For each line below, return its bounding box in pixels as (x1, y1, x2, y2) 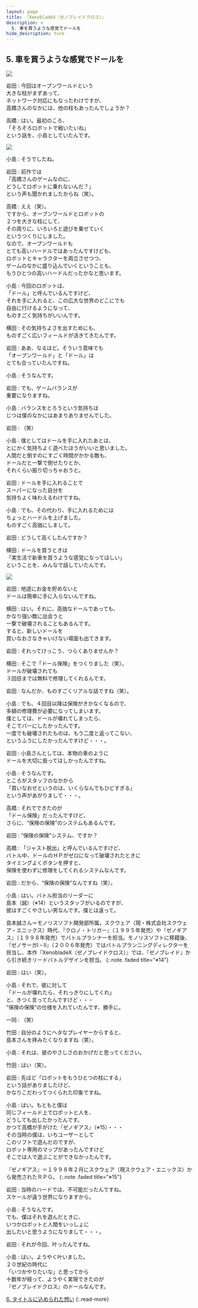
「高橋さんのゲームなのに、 (6, 175, 74, 183)
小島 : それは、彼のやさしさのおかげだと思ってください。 (6, 1048, 145, 1056)
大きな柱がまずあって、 (6, 89, 63, 97)
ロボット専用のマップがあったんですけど (6, 1146, 105, 1153)
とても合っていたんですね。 (6, 359, 73, 366)
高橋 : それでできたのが (6, 804, 63, 811)
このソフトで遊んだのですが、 (6, 1138, 79, 1146)
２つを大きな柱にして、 (6, 218, 63, 225)
